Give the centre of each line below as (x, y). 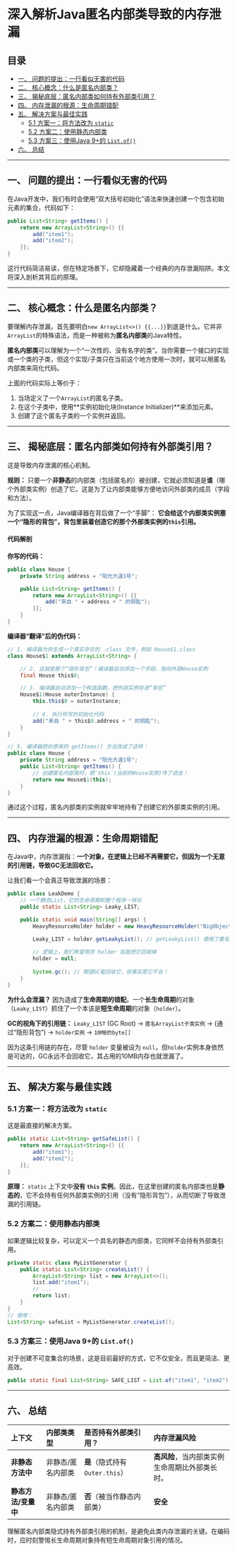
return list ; (52, 1296)
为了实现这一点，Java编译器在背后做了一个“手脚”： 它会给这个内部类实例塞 (117, 512)
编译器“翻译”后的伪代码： (45, 636)
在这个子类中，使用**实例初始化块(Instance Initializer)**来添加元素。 (117, 406)
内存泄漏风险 (175, 1437)
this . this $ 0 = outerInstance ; (77, 701)
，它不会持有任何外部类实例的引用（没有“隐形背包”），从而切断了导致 (120, 1195)
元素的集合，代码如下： (41, 207)
